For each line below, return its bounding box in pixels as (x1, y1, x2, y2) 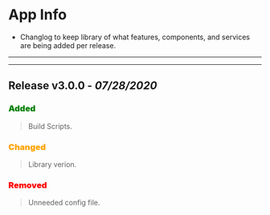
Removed (8, 179, 47, 190)
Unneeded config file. (27, 198, 100, 208)
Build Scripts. (27, 121, 72, 131)
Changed (8, 141, 47, 152)
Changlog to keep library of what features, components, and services (19, 32, 251, 42)
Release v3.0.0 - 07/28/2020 (8, 79, 157, 93)
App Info (8, 6, 67, 24)
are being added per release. (19, 40, 117, 50)
